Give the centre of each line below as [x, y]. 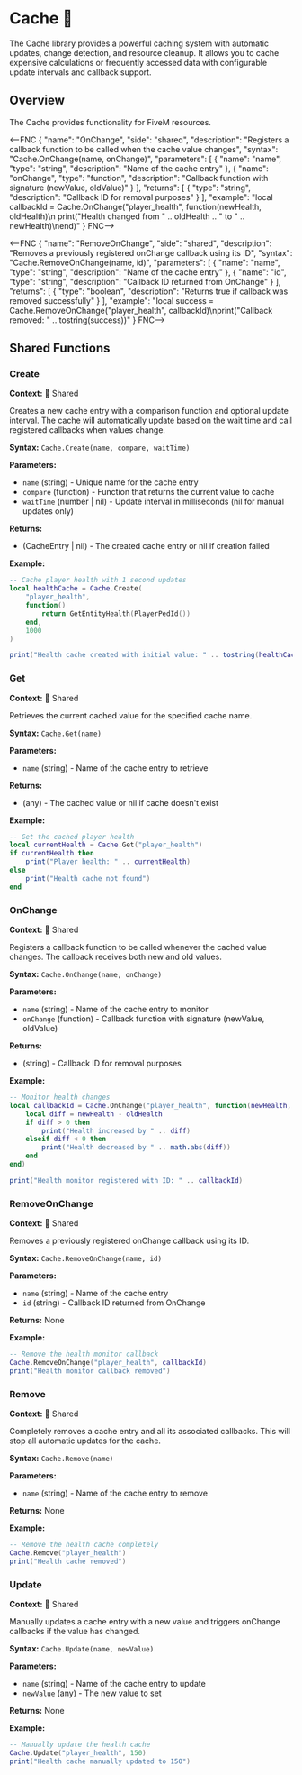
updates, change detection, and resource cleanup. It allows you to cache [144, 52]
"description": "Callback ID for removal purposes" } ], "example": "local [141, 197]
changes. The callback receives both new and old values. [115, 957]
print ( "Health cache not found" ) [88, 878]
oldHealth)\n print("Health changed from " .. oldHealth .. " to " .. [127, 216]
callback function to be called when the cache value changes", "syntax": [144, 149]
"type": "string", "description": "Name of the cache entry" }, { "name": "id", [148, 272]
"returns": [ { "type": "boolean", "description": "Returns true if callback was [149, 291]
